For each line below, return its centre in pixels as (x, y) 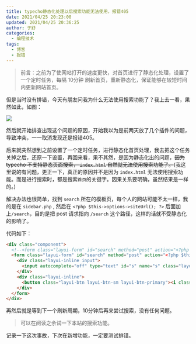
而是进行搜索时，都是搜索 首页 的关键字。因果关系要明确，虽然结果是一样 (102, 179)
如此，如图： (26, 106)
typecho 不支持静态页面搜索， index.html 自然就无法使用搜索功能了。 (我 (93, 164)
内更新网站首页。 (41, 87)
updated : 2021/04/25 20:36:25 (43, 22)
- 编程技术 (23, 39)
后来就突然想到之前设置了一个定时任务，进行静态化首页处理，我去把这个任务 (98, 150)
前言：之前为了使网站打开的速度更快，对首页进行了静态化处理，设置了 (105, 72)
